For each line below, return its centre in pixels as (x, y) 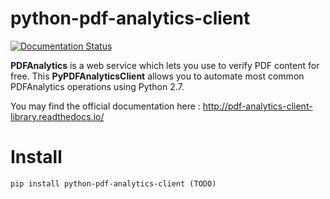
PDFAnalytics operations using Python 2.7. (97, 86)
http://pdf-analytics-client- (257, 106)
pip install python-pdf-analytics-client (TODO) (113, 183)
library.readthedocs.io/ (57, 116)
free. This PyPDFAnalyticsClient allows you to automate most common (157, 76)
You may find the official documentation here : (105, 106)
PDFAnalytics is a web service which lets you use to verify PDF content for (165, 65)
